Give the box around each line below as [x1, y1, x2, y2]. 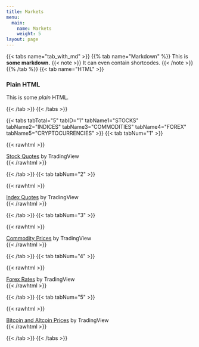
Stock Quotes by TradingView [6, 153, 79, 160]
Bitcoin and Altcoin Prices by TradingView [6, 317, 109, 324]
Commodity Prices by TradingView [6, 235, 92, 242]
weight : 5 [17, 31, 42, 37]
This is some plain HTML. [6, 94, 69, 101]
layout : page [6, 36, 39, 42]
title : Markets [6, 8, 44, 15]
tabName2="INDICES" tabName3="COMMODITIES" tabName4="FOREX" [6, 123, 186, 131]
